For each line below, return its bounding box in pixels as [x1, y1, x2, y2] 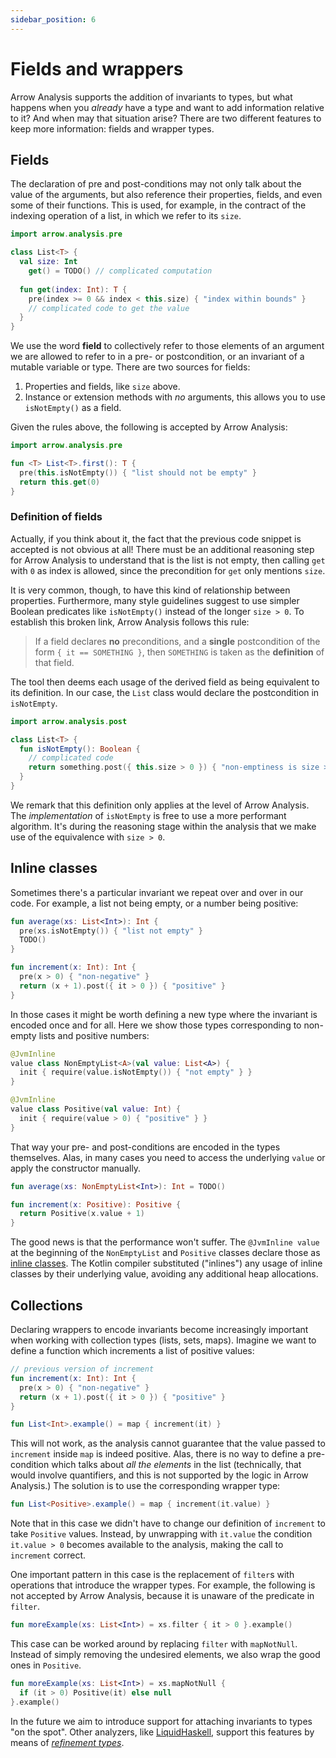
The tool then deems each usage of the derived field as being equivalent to [10, 676, 320, 688]
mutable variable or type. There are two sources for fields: [10, 361, 251, 373]
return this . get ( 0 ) [19, 477, 101, 487]
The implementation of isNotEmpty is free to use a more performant [10, 809, 287, 821]
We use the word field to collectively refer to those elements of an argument [10, 340, 325, 352]
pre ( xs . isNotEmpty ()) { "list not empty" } [19, 926, 203, 936]
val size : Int [19, 257, 78, 267]
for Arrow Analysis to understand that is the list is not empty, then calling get [10, 554, 326, 566]
